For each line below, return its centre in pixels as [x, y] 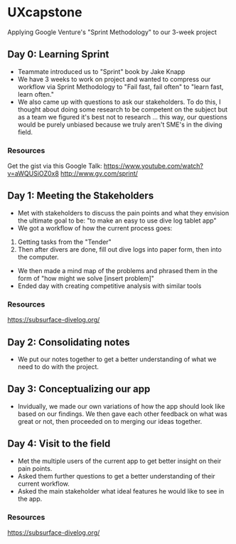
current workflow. [43, 484]
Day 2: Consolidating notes [69, 342]
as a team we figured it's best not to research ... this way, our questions [122, 117]
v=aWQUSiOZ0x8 [33, 174]
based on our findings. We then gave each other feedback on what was [122, 414]
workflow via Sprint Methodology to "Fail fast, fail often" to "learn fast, [120, 87]
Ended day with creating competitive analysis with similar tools [109, 286]
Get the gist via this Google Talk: [55, 166]
